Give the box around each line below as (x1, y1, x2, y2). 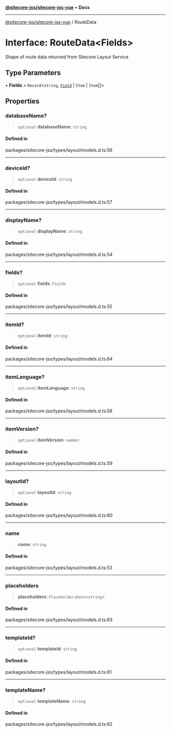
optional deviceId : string (17, 176, 73, 182)
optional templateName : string (17, 698, 86, 704)
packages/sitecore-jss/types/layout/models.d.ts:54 (5, 251, 113, 257)
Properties (5, 97, 40, 106)
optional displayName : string (17, 228, 82, 234)
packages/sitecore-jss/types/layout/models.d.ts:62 (5, 721, 113, 727)
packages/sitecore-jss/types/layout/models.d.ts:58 (5, 408, 113, 414)
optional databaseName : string (17, 124, 87, 130)
